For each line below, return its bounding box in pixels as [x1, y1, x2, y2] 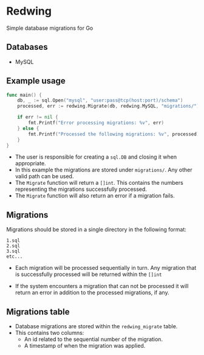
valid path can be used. [15, 173, 74, 180]
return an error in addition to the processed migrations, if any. [15, 289, 169, 296]
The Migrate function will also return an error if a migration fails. [15, 192, 175, 199]
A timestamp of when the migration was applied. [24, 342, 146, 350]
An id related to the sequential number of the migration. [24, 336, 163, 343]
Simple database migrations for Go [6, 24, 93, 32]
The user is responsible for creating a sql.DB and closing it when [15, 153, 177, 160]
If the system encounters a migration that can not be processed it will [15, 283, 189, 290]
